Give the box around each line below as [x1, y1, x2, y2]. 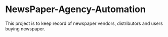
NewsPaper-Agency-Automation [5, 4, 146, 15]
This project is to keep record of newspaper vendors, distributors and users [5, 20, 163, 26]
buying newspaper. [5, 25, 46, 31]
